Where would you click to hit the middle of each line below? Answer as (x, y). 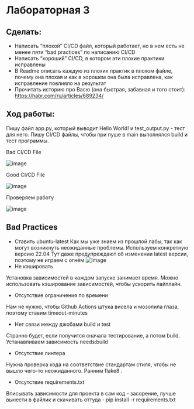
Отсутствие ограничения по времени (61, 295)
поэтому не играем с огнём (49, 260)
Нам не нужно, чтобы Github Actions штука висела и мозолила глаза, (93, 306)
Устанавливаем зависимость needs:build (57, 342)
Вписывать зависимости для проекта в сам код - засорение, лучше (91, 393)
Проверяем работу (30, 197)
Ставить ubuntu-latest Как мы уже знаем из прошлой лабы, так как (98, 241)
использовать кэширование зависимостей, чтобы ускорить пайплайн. (94, 284)
